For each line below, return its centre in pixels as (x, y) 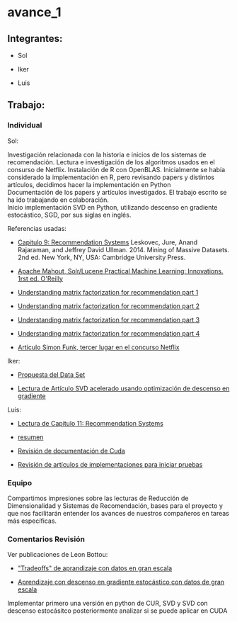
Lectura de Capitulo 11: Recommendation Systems (91, 423)
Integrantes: (35, 39)
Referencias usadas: (37, 228)
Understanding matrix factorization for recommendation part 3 (109, 320)
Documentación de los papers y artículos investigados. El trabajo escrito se (117, 192)
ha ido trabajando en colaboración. (58, 200)
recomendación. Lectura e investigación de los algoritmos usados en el (111, 162)
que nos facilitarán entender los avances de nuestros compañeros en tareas (118, 513)
